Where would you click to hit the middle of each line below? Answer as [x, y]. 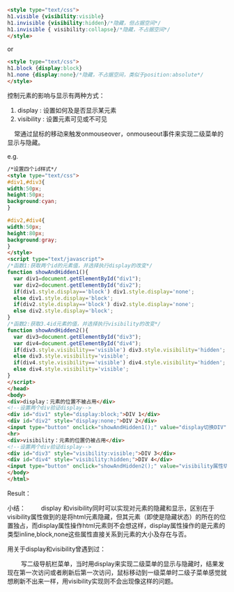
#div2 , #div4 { [26, 221]
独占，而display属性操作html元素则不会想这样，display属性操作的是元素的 [119, 525]
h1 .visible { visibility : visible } [56, 16]
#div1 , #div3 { [26, 182]
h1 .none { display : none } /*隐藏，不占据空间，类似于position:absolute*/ [106, 75]
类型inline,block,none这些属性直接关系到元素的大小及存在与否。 [99, 534]
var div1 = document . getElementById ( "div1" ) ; [77, 278]
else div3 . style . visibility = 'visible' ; [71, 356]
